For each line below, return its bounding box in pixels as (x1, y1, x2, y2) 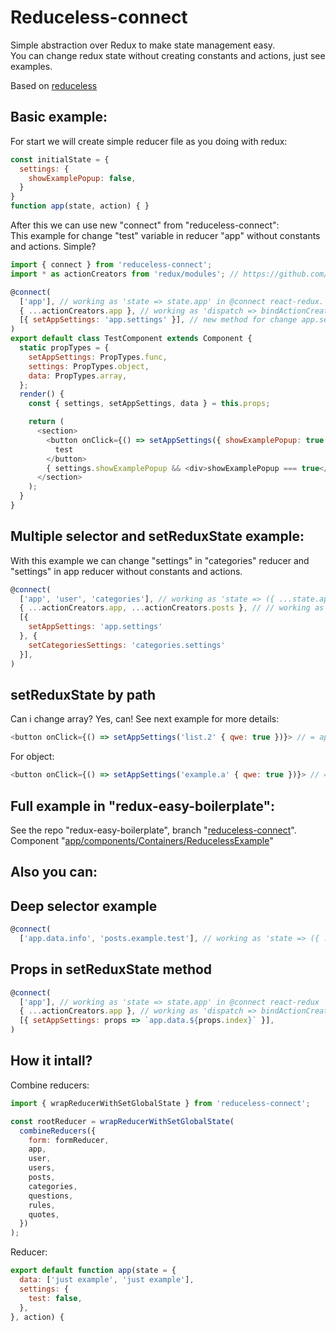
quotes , (28, 1209, 60, 1220)
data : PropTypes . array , (28, 371, 128, 381)
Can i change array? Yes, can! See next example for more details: (10, 713, 280, 725)
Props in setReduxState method (10, 961, 213, 978)
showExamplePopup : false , (28, 173, 137, 183)
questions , (28, 1191, 74, 1201)
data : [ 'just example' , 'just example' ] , (19, 1275, 195, 1285)
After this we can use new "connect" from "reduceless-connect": (10, 219, 280, 231)
